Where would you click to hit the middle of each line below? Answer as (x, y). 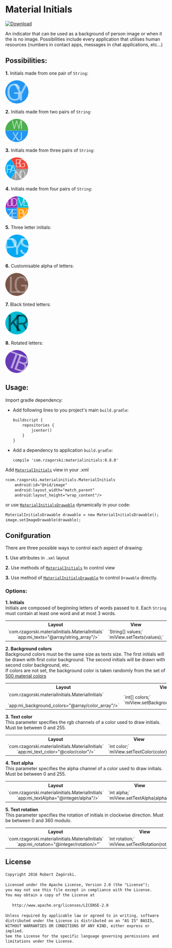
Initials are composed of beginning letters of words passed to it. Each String (86, 608)
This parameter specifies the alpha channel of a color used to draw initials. (84, 769)
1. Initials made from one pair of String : (47, 73)
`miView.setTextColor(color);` (139, 752)
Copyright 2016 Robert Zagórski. (41, 875)
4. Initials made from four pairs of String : (49, 189)
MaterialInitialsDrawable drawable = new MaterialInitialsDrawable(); (82, 515)
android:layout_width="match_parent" (55, 490)
